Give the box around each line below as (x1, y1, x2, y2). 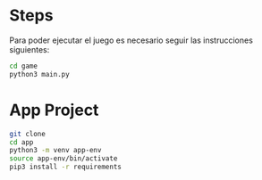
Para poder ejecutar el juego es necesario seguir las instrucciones (9, 35, 253, 45)
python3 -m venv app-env (9, 146, 102, 155)
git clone (9, 129, 46, 138)
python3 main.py (9, 70, 70, 78)
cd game (9, 61, 38, 70)
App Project (9, 100, 99, 120)
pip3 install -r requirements (9, 162, 123, 172)
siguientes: (9, 44, 50, 54)
